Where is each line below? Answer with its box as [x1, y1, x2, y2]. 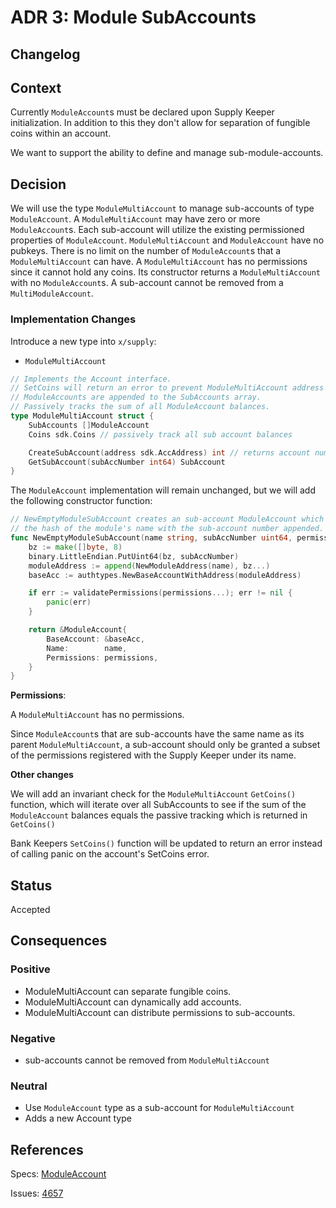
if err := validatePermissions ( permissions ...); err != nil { [28, 588, 293, 598]
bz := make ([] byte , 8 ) [28, 542, 123, 552]
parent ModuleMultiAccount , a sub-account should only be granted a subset [10, 739, 321, 751]
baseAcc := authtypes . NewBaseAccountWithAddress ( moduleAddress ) [28, 570, 302, 580]
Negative [10, 1031, 56, 1045]
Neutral [10, 1079, 48, 1093]
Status [10, 877, 53, 894]
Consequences [10, 932, 108, 950]
